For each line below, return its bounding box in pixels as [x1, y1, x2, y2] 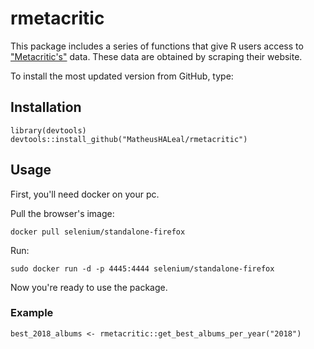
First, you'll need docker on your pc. [10, 188, 160, 200]
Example [10, 306, 54, 320]
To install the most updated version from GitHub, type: [10, 70, 234, 82]
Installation [10, 99, 82, 116]
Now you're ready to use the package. [10, 281, 168, 293]
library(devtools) [10, 125, 87, 136]
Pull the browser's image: [10, 207, 115, 219]
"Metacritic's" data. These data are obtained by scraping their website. [10, 50, 303, 62]
